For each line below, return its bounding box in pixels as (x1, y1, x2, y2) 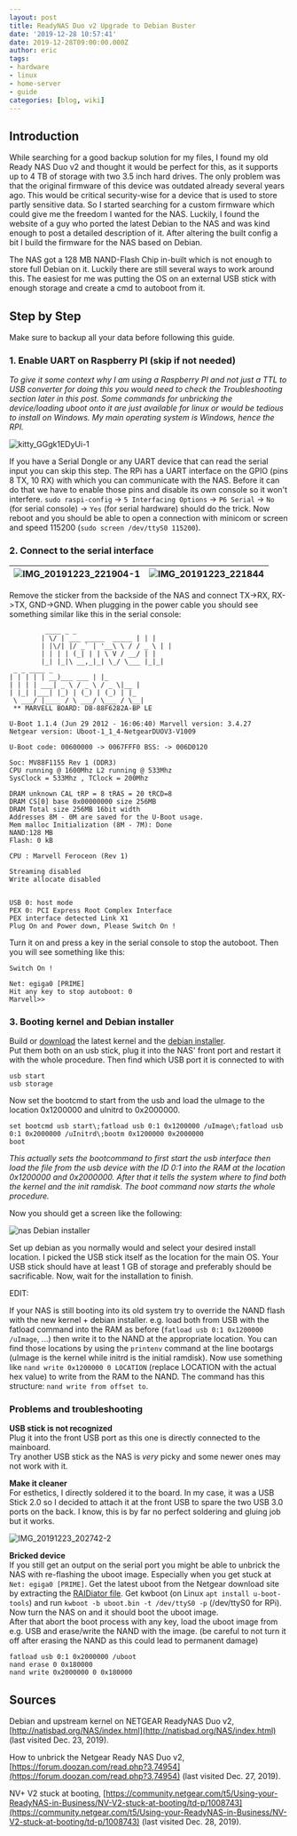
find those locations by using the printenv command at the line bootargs (9, 1343, 274, 1353)
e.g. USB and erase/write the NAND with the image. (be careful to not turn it (9, 1626, 286, 1637)
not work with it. (9, 1461, 68, 1471)
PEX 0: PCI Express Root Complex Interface (9, 906, 173, 915)
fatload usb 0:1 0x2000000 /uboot (9, 1653, 137, 1662)
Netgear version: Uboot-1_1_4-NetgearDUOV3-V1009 (9, 726, 197, 736)
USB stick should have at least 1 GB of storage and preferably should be (9, 1261, 272, 1271)
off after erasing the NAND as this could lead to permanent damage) (9, 1635, 259, 1646)
